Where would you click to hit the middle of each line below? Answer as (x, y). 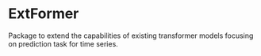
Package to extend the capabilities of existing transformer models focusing (131, 35)
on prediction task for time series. (63, 43)
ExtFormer (44, 14)
